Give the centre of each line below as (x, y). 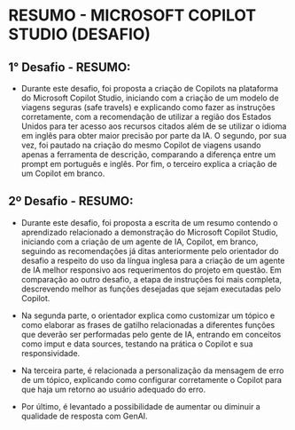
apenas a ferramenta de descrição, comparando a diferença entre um (148, 155)
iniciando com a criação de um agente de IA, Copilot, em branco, (140, 242)
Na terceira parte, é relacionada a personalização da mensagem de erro (152, 370)
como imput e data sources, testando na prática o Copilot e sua (137, 344)
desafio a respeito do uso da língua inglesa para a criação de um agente (153, 260)
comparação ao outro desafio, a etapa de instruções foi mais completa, (151, 279)
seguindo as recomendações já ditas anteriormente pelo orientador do (150, 251)
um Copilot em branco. (63, 173)
